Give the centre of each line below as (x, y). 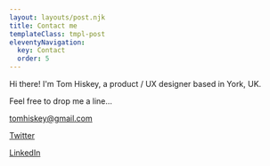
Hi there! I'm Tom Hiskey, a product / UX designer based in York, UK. (135, 84)
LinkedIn (25, 153)
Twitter (22, 135)
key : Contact (41, 51)
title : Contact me (43, 26)
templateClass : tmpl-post (57, 34)
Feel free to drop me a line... (61, 101)
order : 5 (33, 59)
